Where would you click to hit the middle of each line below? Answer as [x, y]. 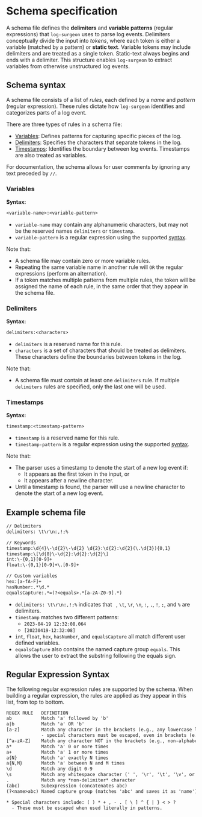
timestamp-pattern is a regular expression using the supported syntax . [102, 444]
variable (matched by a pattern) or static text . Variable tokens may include [99, 47]
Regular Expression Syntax [58, 674]
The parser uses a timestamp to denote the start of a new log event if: [101, 468]
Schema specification [62, 11]
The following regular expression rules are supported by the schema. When [100, 689]
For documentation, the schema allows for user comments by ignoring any [98, 166]
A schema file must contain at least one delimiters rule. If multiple [97, 380]
